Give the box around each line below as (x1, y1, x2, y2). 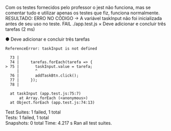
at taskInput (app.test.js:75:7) (10, 91, 81, 96)
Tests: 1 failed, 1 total (5, 115, 49, 120)
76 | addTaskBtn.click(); (10, 73, 79, 78)
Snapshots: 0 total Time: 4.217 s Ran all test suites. (5, 120, 113, 126)
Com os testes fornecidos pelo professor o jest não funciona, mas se (5, 5, 151, 10)
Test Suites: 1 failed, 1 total (5, 109, 61, 115)
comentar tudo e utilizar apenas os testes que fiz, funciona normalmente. (5, 10, 160, 16)
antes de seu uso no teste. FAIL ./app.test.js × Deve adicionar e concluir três (5, 21, 166, 27)
